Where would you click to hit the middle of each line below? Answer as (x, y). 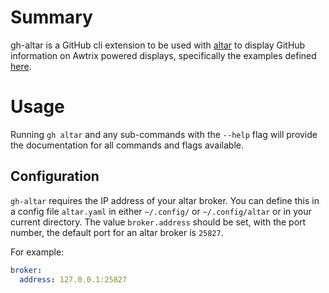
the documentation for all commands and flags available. (127, 145)
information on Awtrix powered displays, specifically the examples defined (163, 55)
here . (21, 66)
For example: (37, 252)
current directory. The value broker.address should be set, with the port (158, 222)
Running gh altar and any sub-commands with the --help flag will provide (164, 134)
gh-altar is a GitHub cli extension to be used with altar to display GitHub (158, 45)
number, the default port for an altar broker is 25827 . (117, 232)
